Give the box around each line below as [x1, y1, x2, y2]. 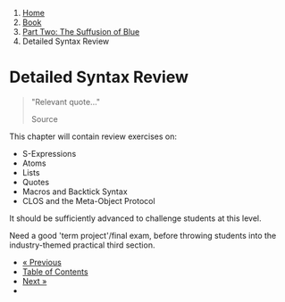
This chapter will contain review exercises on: [9, 131, 177, 142]
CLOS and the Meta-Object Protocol [21, 195, 155, 206]
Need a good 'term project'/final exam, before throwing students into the [9, 230, 277, 241]
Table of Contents [21, 266, 88, 277]
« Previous [21, 257, 63, 267]
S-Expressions [21, 148, 77, 159]
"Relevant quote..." [30, 96, 101, 107]
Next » [21, 275, 47, 286]
